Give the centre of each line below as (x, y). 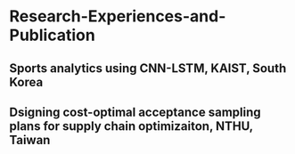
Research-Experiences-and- (118, 16)
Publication (52, 35)
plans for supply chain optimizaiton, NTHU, (131, 126)
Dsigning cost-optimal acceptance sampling (135, 112)
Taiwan (30, 140)
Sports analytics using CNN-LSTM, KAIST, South (148, 68)
